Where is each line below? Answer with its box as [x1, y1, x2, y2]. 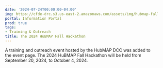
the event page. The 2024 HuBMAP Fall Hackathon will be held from [5, 52, 142, 58]
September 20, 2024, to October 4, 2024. [5, 57, 88, 63]
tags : [5, 25, 16, 30]
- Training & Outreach [5, 29, 51, 34]
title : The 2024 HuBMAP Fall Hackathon [5, 34, 86, 39]
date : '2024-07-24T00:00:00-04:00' [5, 7, 77, 12]
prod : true [5, 20, 27, 26]
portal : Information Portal [5, 16, 62, 21]
